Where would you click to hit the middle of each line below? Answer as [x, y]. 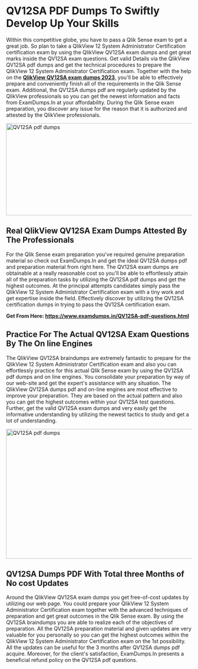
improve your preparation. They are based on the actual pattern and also [94, 395]
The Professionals [40, 240]
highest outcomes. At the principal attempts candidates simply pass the [93, 286]
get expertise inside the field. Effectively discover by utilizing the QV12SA [95, 298]
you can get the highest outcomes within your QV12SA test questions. [91, 402]
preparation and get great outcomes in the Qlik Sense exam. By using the [95, 616]
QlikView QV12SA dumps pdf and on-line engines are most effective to [92, 389]
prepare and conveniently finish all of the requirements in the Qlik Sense [94, 83]
